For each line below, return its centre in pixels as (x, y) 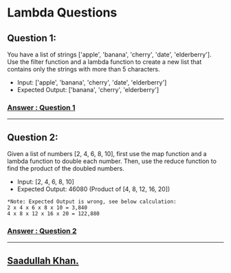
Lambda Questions (62, 13)
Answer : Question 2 (42, 231)
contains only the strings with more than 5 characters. (84, 69)
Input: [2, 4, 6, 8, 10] (45, 182)
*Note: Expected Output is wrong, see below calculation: (92, 202)
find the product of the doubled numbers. (66, 168)
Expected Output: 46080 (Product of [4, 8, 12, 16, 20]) (93, 189)
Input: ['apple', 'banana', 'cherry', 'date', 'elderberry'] (92, 83)
